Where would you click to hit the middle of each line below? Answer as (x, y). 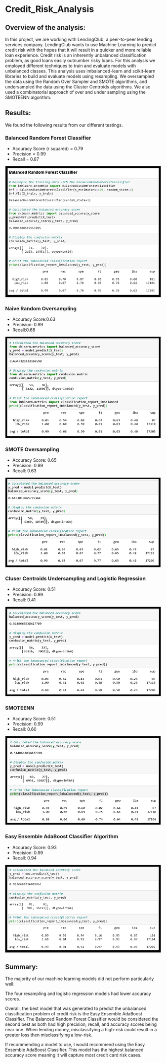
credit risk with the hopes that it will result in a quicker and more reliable (78, 50)
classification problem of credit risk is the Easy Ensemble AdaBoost (74, 1013)
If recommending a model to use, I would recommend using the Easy (75, 1044)
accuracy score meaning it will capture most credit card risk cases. (73, 1055)
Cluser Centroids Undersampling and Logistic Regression (75, 578)
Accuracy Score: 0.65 (34, 460)
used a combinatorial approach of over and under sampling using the (75, 92)
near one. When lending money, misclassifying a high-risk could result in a (81, 1029)
